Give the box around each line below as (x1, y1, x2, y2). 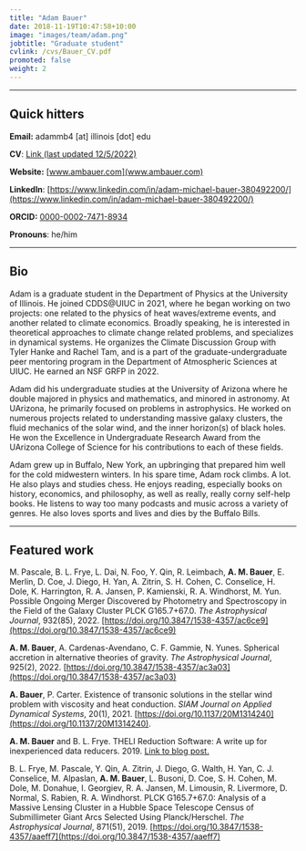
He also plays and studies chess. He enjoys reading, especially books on (9, 478, 282, 489)
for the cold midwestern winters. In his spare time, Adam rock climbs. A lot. (9, 469, 291, 480)
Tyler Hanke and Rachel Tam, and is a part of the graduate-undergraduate (9, 346, 288, 357)
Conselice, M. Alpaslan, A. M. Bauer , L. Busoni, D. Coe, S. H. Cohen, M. (9, 773, 278, 784)
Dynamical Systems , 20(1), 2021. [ (9, 709, 138, 720)
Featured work (9, 542, 94, 557)
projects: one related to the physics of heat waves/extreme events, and (9, 307, 277, 318)
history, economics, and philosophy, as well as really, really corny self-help (9, 488, 291, 499)
